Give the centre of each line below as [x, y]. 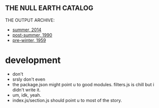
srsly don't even [29, 79]
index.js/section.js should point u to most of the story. [67, 100]
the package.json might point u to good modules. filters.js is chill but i [83, 84]
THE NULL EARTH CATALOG [49, 8]
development [33, 60]
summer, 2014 [27, 30]
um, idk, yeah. [26, 95]
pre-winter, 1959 [29, 40]
